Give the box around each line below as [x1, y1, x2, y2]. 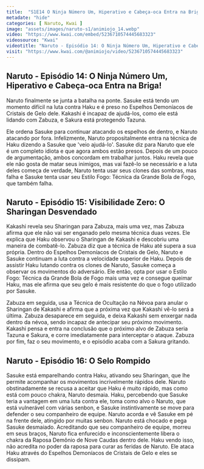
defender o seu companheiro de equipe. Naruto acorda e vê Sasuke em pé [6, 411, 193, 418]
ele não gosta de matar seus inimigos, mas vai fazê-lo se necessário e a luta [6, 160, 197, 167]
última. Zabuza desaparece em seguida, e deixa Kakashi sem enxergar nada [6, 312, 197, 319]
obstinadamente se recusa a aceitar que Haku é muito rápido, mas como [6, 384, 188, 392]
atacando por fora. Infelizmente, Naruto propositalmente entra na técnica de [6, 134, 197, 142]
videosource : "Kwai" [6, 37, 59, 43]
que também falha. [6, 179, 53, 187]
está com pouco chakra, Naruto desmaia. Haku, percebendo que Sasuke [6, 391, 188, 398]
